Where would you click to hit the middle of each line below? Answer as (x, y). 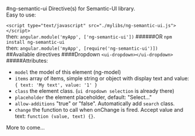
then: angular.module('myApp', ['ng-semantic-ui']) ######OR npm (89, 37)
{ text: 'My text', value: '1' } (56, 85)
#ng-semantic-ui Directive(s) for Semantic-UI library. (71, 9)
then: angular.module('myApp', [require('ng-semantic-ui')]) (82, 48)
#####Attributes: (27, 61)
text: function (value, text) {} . (55, 116)
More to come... (25, 127)
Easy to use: (21, 15)
